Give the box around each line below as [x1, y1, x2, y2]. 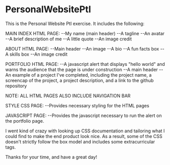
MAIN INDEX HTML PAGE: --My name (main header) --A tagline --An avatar [5, 30, 165, 36]
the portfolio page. [5, 117, 44, 124]
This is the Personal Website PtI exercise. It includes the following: [5, 20, 144, 27]
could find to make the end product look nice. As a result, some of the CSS [5, 133, 162, 139]
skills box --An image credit [9, 51, 68, 57]
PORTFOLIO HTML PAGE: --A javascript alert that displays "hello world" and [5, 61, 165, 67]
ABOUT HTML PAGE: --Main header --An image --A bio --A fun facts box [5, 45, 159, 52]
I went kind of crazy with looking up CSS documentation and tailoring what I [5, 128, 165, 134]
